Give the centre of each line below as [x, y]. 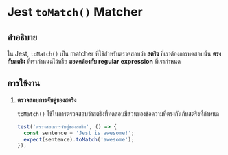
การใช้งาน [23, 83]
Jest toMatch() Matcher [75, 12]
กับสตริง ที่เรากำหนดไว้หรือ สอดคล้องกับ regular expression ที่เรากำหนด [94, 61]
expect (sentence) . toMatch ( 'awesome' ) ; [79, 139]
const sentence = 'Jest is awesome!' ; [79, 133]
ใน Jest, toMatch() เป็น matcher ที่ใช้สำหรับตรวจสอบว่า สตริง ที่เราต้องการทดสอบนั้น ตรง [114, 53]
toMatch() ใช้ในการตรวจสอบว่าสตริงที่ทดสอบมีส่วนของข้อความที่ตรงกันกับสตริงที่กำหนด [118, 113]
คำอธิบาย [22, 37]
